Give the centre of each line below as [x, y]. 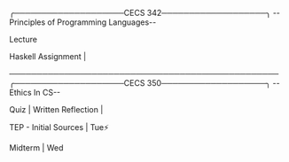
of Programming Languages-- [102, 22]
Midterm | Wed [36, 148]
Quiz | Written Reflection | [56, 109]
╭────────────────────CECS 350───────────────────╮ [140, 83]
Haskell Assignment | [48, 56]
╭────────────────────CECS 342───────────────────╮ [140, 13]
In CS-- [47, 93]
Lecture [23, 39]
